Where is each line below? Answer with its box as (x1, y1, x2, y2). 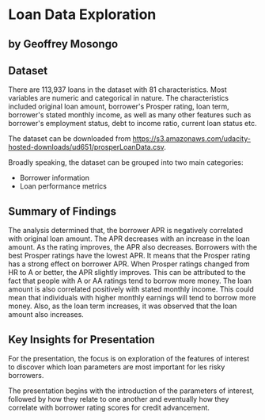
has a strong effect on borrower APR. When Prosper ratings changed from (8, 259, 251, 269)
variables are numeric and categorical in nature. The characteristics (8, 94, 229, 103)
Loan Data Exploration (8, 6, 157, 24)
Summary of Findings (8, 204, 117, 218)
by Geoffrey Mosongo (8, 37, 119, 51)
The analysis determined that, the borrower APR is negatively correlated (8, 226, 244, 235)
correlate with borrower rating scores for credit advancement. (8, 403, 210, 413)
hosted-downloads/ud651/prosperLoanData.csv (8, 143, 165, 152)
